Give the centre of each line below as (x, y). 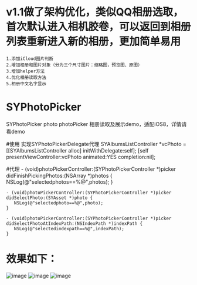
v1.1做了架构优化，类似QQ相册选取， (95, 12)
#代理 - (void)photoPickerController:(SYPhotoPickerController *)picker (91, 169)
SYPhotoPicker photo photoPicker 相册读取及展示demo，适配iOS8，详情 (94, 124)
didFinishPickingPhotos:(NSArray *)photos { (59, 175)
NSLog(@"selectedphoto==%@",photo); (59, 203)
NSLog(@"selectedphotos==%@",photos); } (60, 182)
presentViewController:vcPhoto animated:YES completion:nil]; (81, 157)
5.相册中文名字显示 (26, 84)
